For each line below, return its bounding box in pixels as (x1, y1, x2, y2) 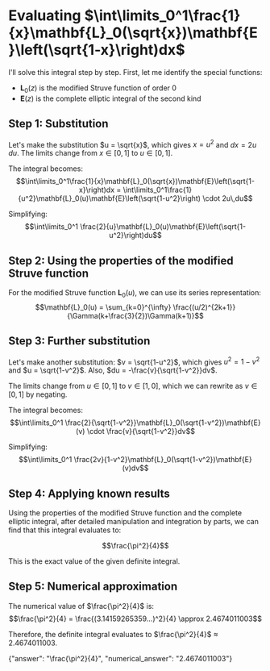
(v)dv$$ (122, 463, 149, 473)
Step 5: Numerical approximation (8, 580, 178, 594)
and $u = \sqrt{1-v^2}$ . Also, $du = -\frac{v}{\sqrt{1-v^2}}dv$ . (8, 365, 218, 375)
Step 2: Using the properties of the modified (8, 253, 234, 268)
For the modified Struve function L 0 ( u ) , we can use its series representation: (8, 288, 262, 299)
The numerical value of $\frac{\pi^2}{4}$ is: (8, 601, 155, 611)
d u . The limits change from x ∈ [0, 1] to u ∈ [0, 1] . (8, 148, 173, 158)
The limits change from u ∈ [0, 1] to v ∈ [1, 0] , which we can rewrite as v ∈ (8, 381, 258, 391)
